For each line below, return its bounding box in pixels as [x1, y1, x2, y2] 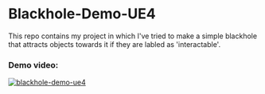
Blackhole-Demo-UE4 [8, 5, 157, 23]
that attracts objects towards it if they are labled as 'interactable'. [8, 39, 221, 49]
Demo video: [8, 59, 59, 70]
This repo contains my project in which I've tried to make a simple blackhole [8, 31, 257, 41]
